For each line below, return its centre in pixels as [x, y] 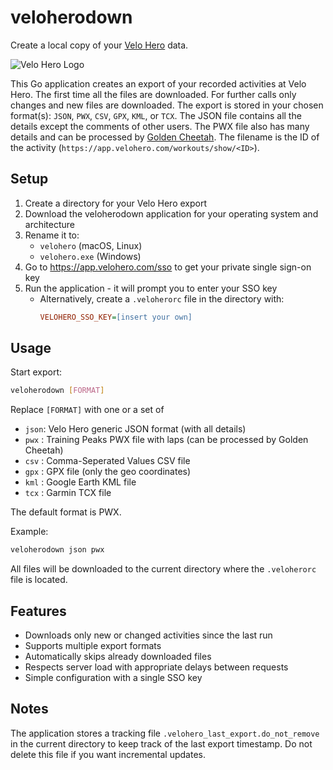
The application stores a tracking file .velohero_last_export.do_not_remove [165, 733]
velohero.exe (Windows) [90, 256]
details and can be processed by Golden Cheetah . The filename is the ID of [165, 137]
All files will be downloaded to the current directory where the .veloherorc [163, 569]
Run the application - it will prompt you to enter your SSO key [151, 288]
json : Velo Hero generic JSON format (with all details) [135, 429]
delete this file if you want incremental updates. [108, 754]
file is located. [39, 580]
